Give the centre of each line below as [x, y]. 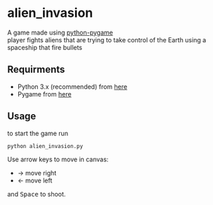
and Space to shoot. [37, 194]
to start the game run [38, 133]
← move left [35, 180]
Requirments [36, 69]
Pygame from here [44, 94]
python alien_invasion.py [45, 146]
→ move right [37, 173]
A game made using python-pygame [60, 32]
